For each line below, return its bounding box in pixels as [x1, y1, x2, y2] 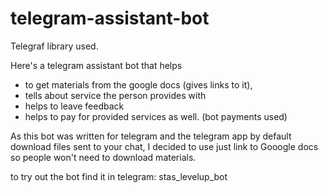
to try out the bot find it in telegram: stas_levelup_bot [10, 170, 228, 182]
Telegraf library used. [10, 40, 99, 52]
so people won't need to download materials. [10, 151, 197, 163]
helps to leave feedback [24, 100, 125, 112]
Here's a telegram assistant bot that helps [10, 59, 183, 71]
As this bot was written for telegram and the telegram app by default [10, 130, 292, 142]
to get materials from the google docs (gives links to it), [24, 78, 253, 91]
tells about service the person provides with [24, 89, 207, 101]
